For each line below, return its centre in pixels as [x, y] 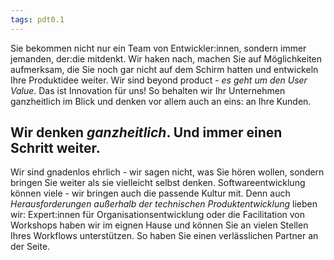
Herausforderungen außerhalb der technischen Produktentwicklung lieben [164, 204]
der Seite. [30, 247]
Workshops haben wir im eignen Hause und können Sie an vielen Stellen [159, 225]
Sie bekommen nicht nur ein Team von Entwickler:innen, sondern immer [158, 48]
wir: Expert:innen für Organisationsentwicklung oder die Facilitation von [157, 215]
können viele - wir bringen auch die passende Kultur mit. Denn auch [150, 193]
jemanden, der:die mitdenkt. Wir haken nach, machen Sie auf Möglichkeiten [166, 58]
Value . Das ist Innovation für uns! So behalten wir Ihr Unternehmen [148, 90]
